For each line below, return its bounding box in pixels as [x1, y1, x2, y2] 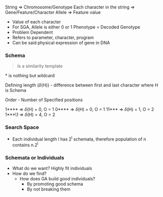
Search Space [5, 124, 39, 131]
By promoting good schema [27, 181, 83, 187]
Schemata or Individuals [5, 154, 65, 161]
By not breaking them [27, 186, 71, 192]
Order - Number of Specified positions [5, 97, 83, 103]
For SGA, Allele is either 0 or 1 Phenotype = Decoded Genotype [12, 24, 140, 30]
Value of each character [12, 19, 61, 25]
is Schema [5, 87, 27, 93]
